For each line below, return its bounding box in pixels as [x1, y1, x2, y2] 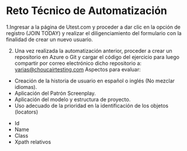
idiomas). [14, 83, 37, 90]
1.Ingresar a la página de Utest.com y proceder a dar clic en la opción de [6, 23, 181, 30]
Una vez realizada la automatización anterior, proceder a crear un [14, 47, 172, 54]
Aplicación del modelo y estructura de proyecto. [14, 95, 131, 103]
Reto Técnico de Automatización [6, 4, 168, 18]
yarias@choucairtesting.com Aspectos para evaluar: [14, 66, 141, 73]
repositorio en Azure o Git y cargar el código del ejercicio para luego [14, 53, 180, 60]
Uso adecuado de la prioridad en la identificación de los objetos [14, 102, 168, 109]
